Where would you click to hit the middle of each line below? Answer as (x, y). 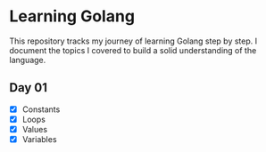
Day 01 (28, 88)
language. (28, 60)
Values (34, 129)
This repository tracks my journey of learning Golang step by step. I (133, 41)
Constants (41, 109)
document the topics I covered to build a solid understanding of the (133, 50)
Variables (39, 139)
